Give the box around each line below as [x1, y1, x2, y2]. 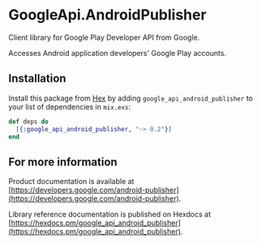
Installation [8, 71, 66, 86]
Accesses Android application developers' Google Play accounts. [8, 48, 227, 58]
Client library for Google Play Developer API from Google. [8, 32, 200, 42]
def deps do [8, 118, 49, 126]
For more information [8, 155, 118, 169]
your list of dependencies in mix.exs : [8, 101, 131, 111]
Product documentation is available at [8, 177, 135, 186]
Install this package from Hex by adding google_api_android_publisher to [8, 93, 254, 103]
